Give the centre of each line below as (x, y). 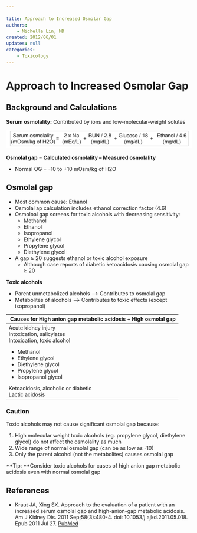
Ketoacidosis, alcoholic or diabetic (50, 388)
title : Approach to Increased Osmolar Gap (59, 19)
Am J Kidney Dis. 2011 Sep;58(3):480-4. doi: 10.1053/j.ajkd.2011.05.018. (101, 517)
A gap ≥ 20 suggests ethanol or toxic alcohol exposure (81, 258)
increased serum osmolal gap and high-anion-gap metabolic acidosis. (100, 511)
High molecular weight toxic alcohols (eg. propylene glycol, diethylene (100, 436)
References (28, 490)
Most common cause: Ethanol (51, 202)
